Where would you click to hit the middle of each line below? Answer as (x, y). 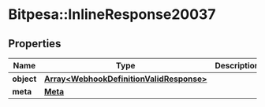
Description (237, 66)
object (24, 79)
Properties (35, 44)
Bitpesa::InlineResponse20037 (112, 15)
